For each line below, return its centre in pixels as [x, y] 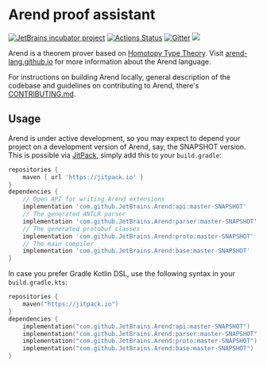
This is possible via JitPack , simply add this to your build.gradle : [115, 155]
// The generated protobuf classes [81, 228]
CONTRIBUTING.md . [42, 94]
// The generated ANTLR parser [74, 214]
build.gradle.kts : [38, 282]
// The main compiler [58, 244]
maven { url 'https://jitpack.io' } [83, 177]
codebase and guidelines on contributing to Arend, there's [104, 85]
